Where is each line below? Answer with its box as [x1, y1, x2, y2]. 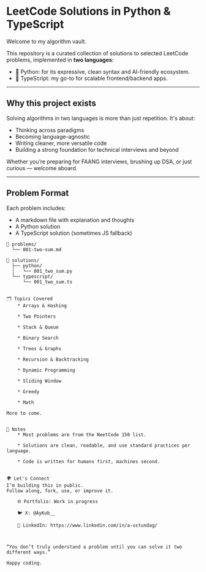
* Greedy [17, 388, 40, 394]
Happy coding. [6, 560, 43, 566]
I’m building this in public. [6, 482, 84, 488]
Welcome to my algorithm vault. [6, 37, 87, 45]
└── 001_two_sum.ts [22, 278, 72, 285]
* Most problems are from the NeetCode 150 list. [17, 431, 147, 437]
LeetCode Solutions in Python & [6, 4, 171, 18]
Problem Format [6, 188, 69, 198]
